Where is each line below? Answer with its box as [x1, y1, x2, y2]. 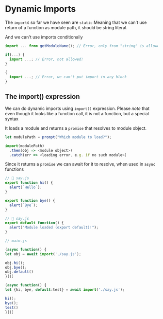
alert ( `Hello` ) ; [9, 185, 42, 190]
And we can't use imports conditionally [5, 34, 83, 40]
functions [5, 166, 24, 172]
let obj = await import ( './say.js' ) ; [5, 251, 81, 256]
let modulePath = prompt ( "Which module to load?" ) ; [5, 135, 112, 140]
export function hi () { [5, 180, 53, 185]
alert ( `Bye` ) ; [9, 203, 38, 208]
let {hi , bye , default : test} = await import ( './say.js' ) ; [5, 287, 125, 292]
